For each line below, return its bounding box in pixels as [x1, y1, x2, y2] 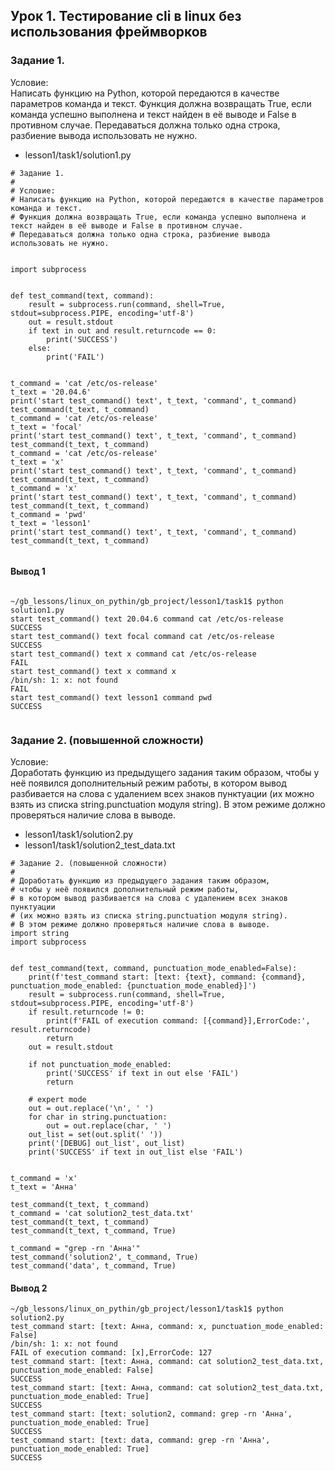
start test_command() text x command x [10, 666, 177, 676]
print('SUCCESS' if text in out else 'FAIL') [46, 1069, 240, 1079]
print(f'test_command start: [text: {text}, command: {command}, [28, 972, 307, 983]
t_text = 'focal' [10, 422, 83, 432]
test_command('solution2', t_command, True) [10, 1252, 199, 1263]
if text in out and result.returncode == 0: [28, 325, 217, 336]
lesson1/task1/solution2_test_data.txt [24, 839, 176, 851]
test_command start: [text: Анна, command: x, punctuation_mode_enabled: [10, 1322, 325, 1332]
